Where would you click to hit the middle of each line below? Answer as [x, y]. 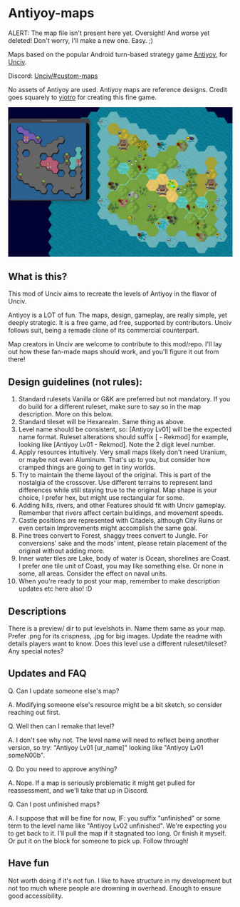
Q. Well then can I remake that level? [61, 726]
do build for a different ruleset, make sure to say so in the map [110, 407]
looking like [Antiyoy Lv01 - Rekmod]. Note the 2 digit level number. [117, 445]
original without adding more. [62, 551]
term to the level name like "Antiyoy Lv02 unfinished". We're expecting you [118, 826]
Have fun [28, 863]
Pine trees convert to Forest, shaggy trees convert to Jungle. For [113, 536]
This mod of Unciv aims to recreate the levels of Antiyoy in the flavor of [113, 294]
